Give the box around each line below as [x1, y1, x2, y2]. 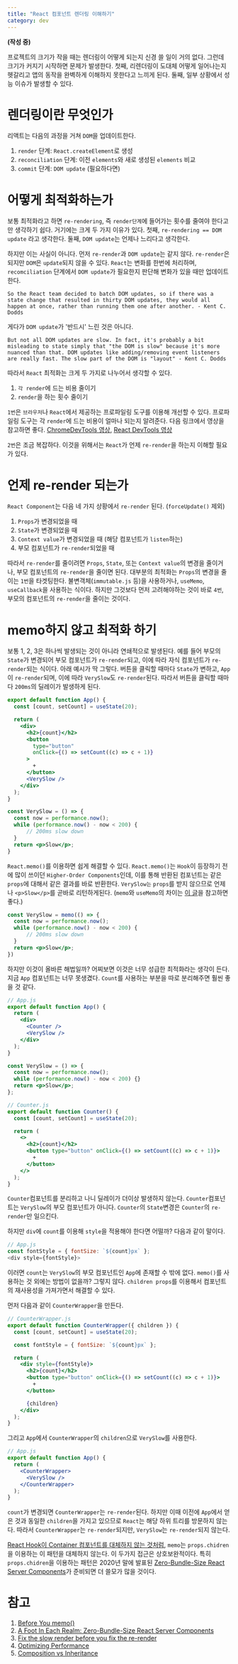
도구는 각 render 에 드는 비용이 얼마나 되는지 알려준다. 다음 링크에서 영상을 [20, 417, 225, 425]
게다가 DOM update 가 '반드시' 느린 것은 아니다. [7, 323, 134, 331]
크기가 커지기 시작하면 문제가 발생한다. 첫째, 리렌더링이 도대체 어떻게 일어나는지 [7, 61, 227, 70]
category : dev [7, 17, 50, 24]
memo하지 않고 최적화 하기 [7, 622, 157, 638]
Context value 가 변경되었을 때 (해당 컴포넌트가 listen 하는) [17, 535, 183, 544]
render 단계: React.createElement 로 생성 [17, 146, 133, 155]
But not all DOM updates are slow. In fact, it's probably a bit [7, 337, 204, 344]
